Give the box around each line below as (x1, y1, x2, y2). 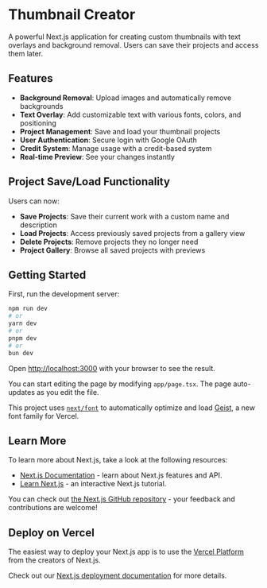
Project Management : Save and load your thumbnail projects (19, 126, 221, 136)
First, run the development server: (8, 289, 120, 299)
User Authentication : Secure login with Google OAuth (19, 135, 197, 145)
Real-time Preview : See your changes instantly (19, 152, 175, 161)
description (19, 220, 57, 230)
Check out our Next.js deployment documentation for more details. (8, 571, 227, 581)
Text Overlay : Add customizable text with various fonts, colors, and (19, 110, 242, 119)
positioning (19, 118, 57, 128)
